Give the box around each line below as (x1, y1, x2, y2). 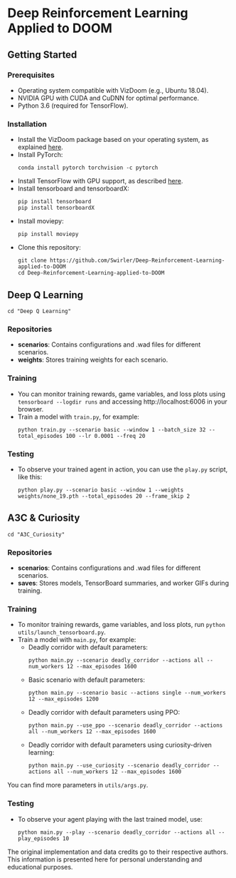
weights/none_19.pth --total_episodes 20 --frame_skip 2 (17, 492, 191, 500)
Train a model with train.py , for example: (17, 412, 140, 421)
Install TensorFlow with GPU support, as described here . (17, 177, 183, 185)
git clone (17, 257, 48, 265)
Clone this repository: (17, 243, 81, 252)
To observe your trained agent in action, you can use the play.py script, (17, 465, 228, 474)
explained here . (17, 143, 64, 151)
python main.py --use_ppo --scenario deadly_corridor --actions (28, 722, 223, 729)
